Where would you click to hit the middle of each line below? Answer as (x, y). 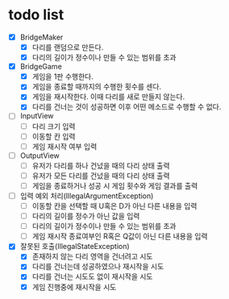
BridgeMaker (42, 37)
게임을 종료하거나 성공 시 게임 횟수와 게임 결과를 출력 (115, 185)
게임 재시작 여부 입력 (65, 146)
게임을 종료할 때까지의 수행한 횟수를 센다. (97, 87)
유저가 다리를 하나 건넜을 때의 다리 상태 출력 (101, 165)
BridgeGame (41, 67)
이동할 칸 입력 (54, 136)
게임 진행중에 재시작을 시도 (74, 287)
